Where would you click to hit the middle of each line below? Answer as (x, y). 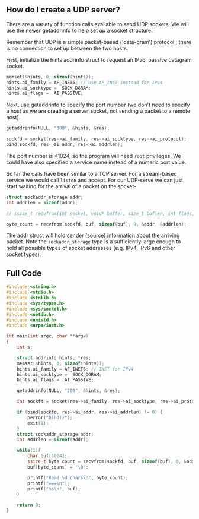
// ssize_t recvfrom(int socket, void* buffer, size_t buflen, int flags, (100, 213)
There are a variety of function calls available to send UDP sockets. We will (98, 24)
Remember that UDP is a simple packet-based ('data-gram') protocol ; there (99, 42)
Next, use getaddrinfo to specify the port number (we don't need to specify (98, 105)
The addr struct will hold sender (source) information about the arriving (93, 235)
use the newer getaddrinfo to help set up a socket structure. (79, 30)
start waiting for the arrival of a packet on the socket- (71, 186)
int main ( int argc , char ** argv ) (47, 336)
